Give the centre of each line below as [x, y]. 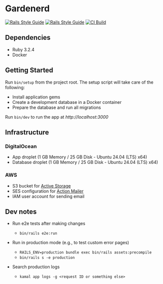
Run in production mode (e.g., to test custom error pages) [70, 243]
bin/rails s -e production [47, 258]
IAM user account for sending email [48, 196]
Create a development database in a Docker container [67, 102]
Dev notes [21, 211]
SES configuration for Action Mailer [48, 191]
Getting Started [29, 70]
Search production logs [36, 267]
